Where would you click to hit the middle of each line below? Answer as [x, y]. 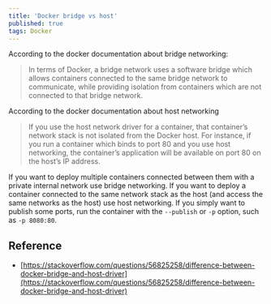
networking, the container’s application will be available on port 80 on [144, 153]
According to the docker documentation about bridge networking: [118, 54]
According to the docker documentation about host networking [114, 111]
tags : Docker [30, 31]
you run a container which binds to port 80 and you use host [129, 144]
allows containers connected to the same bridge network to [128, 79]
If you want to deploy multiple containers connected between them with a [131, 177]
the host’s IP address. [64, 161]
